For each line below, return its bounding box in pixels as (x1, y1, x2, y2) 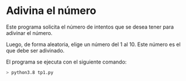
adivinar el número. (6, 29, 53, 36)
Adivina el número (6, 4, 97, 17)
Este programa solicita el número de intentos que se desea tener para (6, 23, 174, 30)
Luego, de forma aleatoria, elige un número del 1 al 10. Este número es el (6, 41, 181, 48)
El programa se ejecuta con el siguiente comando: (6, 58, 127, 65)
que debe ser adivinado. (6, 47, 65, 54)
